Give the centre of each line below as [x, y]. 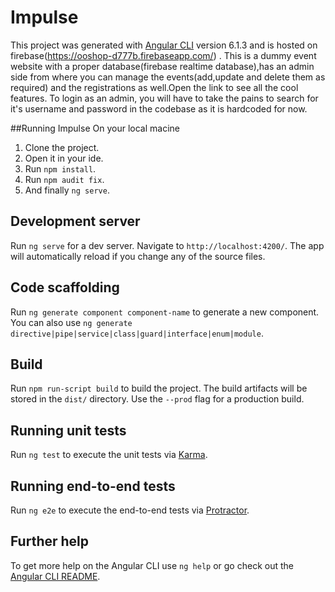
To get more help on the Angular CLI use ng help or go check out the [152, 565]
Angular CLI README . [55, 576]
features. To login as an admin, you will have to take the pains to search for [164, 98]
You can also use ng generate [71, 322]
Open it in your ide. [64, 158]
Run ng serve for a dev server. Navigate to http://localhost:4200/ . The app [167, 245]
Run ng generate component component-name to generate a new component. [165, 312]
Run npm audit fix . [64, 179]
